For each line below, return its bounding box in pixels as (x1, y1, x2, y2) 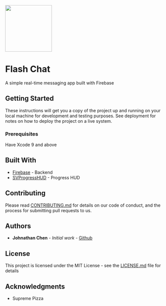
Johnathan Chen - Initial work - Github (12, 235, 93, 241)
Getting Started (5, 94, 54, 103)
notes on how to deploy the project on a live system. (5, 118, 112, 124)
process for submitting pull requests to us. (5, 207, 92, 213)
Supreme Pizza (12, 296, 44, 302)
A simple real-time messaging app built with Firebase (5, 79, 114, 86)
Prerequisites (5, 130, 38, 137)
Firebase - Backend (12, 169, 53, 175)
